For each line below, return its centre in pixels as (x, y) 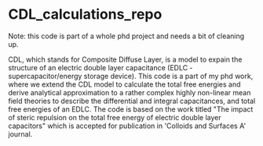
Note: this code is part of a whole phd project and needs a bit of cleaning (126, 36)
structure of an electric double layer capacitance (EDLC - (101, 67)
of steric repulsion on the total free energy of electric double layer (115, 117)
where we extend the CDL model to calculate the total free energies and (124, 84)
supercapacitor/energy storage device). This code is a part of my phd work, (131, 76)
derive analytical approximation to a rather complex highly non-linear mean (130, 92)
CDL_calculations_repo (85, 14)
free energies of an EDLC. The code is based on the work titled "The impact (131, 109)
